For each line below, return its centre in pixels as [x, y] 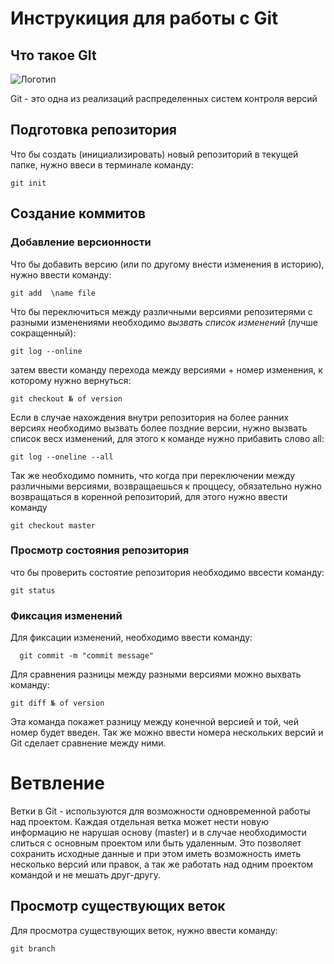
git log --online [46, 351]
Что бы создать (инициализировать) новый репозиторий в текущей [154, 154]
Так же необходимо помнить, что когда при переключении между [153, 475]
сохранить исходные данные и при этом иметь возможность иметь [156, 854]
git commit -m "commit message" [87, 656]
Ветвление [57, 783]
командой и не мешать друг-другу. [86, 875]
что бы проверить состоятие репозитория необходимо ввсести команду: [167, 572]
